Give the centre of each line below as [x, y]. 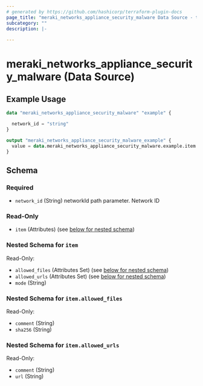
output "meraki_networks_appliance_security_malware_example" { [89, 140]
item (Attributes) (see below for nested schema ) [75, 229]
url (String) [29, 376]
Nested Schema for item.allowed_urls [63, 345]
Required [20, 188]
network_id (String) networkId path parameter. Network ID [87, 201]
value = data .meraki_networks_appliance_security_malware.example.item [104, 146]
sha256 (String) [34, 329]
